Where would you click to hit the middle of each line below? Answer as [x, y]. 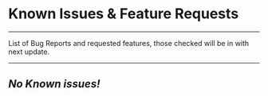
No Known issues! [55, 84]
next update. [29, 52]
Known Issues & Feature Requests [124, 14]
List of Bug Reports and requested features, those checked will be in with [129, 43]
